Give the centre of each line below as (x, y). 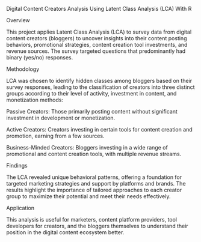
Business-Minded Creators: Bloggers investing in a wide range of (87, 147)
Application (20, 208)
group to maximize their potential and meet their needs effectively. (88, 196)
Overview (18, 20)
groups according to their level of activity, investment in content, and (91, 93)
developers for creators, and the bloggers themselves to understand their (97, 226)
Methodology (23, 69)
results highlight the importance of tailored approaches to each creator (94, 190)
